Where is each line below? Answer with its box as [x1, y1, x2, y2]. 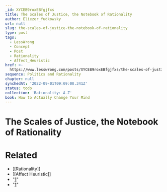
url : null [5, 21, 26, 26]
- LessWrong [9, 40, 35, 45]
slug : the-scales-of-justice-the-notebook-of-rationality [5, 26, 128, 31]
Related [5, 149, 37, 161]
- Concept [9, 44, 30, 49]
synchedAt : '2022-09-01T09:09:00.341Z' [5, 81, 88, 86]
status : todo [5, 85, 32, 91]
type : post [5, 30, 28, 35]
